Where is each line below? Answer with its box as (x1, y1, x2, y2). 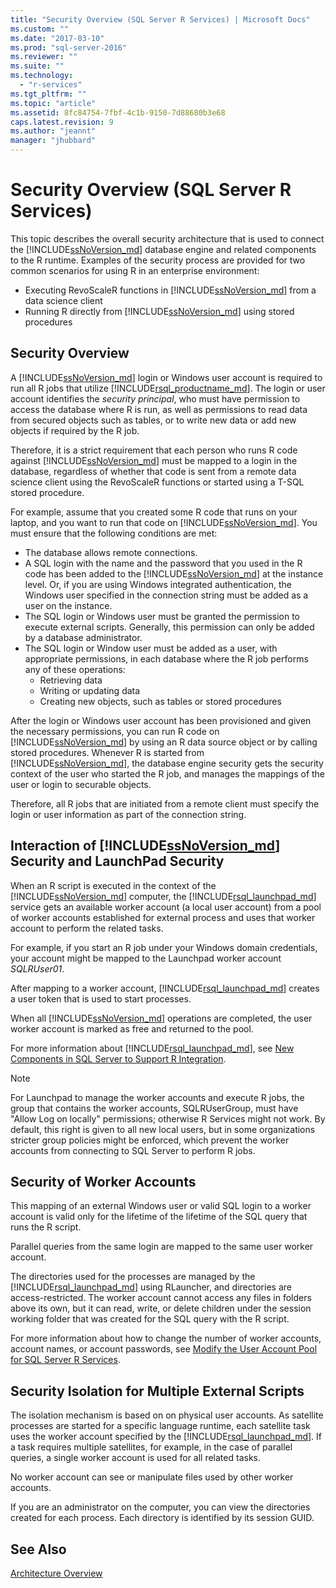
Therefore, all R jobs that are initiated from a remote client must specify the (10, 797, 320, 810)
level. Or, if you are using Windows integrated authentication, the (24, 578, 292, 590)
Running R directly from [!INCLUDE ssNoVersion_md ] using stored (24, 305, 295, 317)
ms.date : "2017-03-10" (10, 33, 105, 43)
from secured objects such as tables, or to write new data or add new (10, 414, 297, 426)
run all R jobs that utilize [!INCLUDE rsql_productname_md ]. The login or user (10, 382, 326, 394)
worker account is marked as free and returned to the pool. (10, 1022, 254, 1035)
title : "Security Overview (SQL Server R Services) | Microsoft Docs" (10, 14, 311, 25)
